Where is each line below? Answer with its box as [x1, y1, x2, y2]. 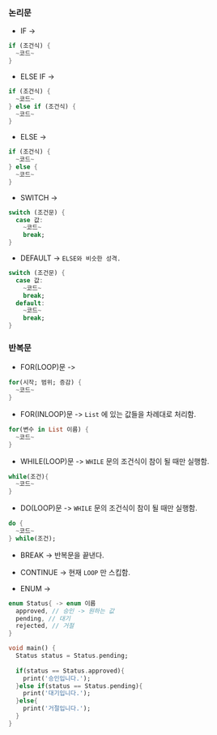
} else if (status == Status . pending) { [15, 681, 143, 690]
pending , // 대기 [15, 614, 71, 622]
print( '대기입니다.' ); [23, 690, 91, 698]
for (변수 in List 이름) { [8, 425, 89, 433]
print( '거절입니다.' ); [23, 704, 91, 713]
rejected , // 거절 [15, 622, 74, 630]
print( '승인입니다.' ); [23, 674, 91, 682]
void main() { [8, 644, 57, 652]
